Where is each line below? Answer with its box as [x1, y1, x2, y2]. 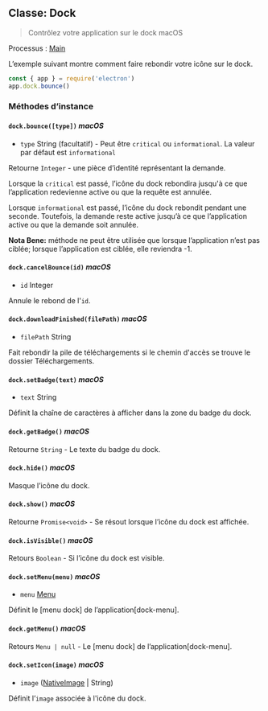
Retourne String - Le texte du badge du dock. [8, 444, 161, 454]
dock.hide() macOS [8, 462, 75, 473]
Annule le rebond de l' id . [8, 295, 91, 305]
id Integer [19, 280, 54, 290]
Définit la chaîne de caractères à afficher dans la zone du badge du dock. [8, 408, 252, 417]
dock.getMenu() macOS [8, 623, 86, 633]
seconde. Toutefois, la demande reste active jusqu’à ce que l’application [8, 211, 248, 220]
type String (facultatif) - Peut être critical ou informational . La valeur [19, 138, 255, 148]
